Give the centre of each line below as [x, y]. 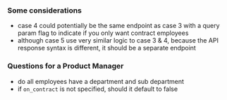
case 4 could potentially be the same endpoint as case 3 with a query [118, 26]
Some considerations [45, 10]
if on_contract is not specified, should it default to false [98, 89]
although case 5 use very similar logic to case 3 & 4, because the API [118, 41]
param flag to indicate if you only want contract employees [103, 33]
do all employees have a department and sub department [101, 81]
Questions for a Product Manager [66, 66]
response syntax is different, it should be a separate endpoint [106, 48]
